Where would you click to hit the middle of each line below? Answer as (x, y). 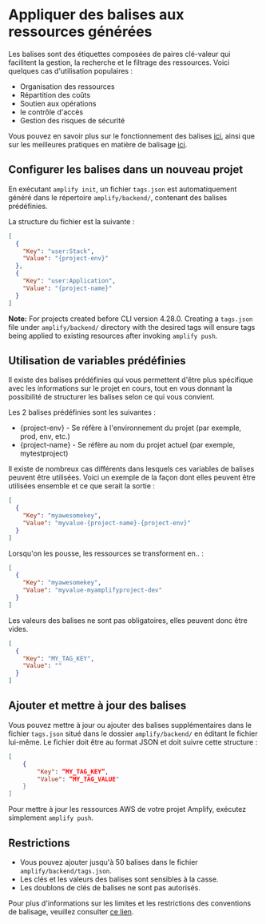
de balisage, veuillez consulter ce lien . (71, 911)
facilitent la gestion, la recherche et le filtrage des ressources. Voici (119, 62)
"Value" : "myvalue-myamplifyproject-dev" (92, 590)
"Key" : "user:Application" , (69, 281)
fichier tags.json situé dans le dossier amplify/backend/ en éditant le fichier (133, 733)
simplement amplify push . (51, 818)
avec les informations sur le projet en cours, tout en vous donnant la (120, 388)
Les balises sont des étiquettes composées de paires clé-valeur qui (119, 54)
